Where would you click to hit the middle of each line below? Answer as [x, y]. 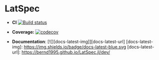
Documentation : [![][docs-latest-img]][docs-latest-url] [68, 41]
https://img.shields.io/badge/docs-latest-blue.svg [75, 47]
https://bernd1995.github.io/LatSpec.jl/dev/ [66, 52]
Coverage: [23, 32]
